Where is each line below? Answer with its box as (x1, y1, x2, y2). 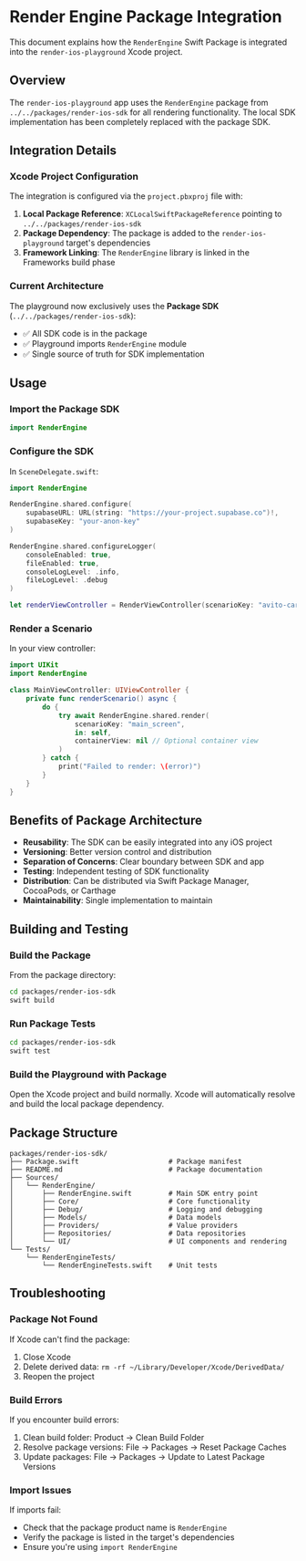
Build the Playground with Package (9, 1067, 167, 1080)
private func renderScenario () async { (25, 694, 178, 703)
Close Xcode (22, 1351, 71, 1362)
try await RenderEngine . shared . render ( (57, 711, 209, 720)
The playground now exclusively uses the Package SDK (9, 300, 219, 311)
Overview (9, 73, 66, 88)
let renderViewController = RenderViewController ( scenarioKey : (9, 600, 255, 610)
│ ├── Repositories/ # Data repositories (9, 1229, 247, 1238)
